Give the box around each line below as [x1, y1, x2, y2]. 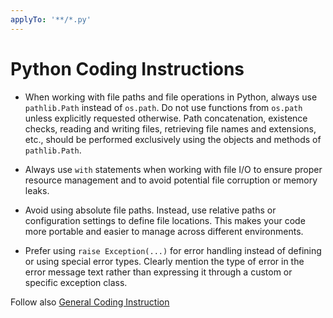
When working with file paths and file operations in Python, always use [24, 91, 318, 103]
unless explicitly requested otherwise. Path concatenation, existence [24, 112, 308, 124]
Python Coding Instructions [10, 57, 245, 80]
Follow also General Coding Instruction [10, 296, 170, 308]
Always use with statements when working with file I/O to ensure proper [24, 163, 323, 175]
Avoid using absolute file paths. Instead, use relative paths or [24, 204, 277, 216]
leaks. [24, 184, 50, 196]
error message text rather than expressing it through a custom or [24, 266, 293, 278]
